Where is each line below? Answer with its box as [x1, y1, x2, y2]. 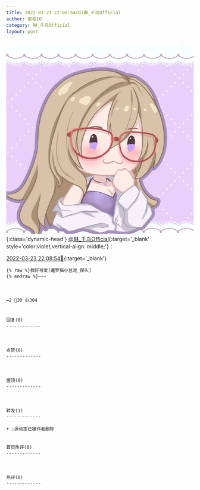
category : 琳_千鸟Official [6, 22, 70, 28]
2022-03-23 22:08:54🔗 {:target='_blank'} [6, 255, 107, 262]
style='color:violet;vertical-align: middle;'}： [6, 243, 114, 250]
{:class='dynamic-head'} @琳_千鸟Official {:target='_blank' [6, 236, 150, 243]
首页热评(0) [6, 445, 33, 451]
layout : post [6, 29, 39, 35]
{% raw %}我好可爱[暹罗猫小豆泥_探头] [6, 267, 92, 274]
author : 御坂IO [6, 16, 42, 22]
